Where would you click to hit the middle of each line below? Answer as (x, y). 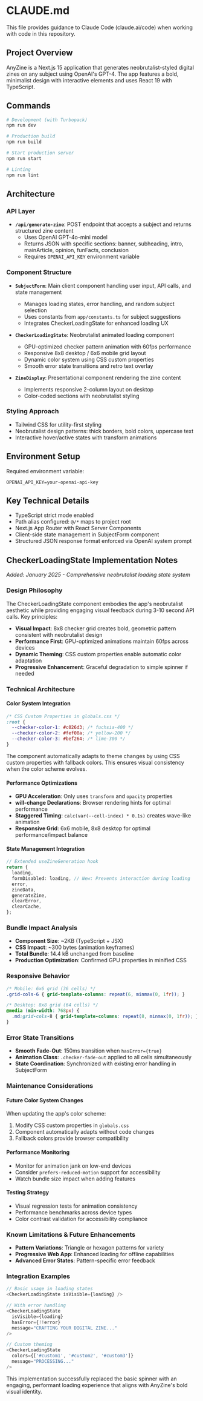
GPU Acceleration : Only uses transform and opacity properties (94, 796)
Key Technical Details (48, 501)
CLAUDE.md (38, 11)
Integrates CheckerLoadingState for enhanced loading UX (96, 323)
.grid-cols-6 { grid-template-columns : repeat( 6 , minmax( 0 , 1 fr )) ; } (96, 994)
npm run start (24, 158)
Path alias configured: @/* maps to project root (73, 522)
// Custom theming (29, 1345)
